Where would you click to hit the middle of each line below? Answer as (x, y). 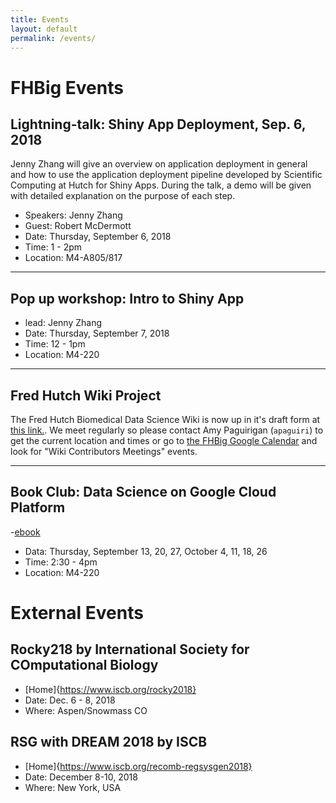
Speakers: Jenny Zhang (73, 215)
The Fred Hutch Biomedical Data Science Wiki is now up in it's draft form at (165, 419)
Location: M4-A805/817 (73, 258)
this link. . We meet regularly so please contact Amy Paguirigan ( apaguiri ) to (167, 430)
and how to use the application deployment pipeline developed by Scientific (166, 175)
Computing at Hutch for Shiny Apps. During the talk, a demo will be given (161, 185)
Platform (38, 507)
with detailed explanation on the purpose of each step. (123, 196)
